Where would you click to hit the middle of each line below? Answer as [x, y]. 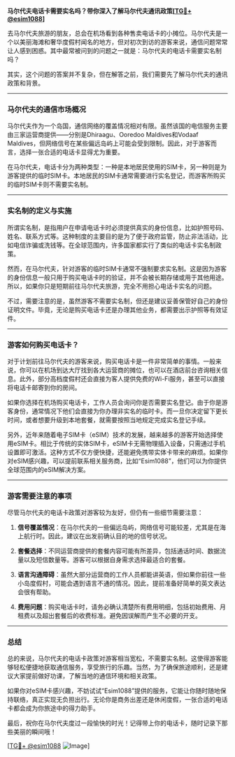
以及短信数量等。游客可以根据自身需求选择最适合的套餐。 [106, 560]
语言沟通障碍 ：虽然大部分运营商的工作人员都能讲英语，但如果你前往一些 [121, 575]
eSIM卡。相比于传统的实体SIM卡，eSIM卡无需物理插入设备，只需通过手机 [119, 443]
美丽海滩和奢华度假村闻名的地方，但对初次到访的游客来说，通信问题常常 [123, 42]
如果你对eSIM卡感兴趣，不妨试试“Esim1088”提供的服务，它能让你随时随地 [114, 691]
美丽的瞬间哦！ [35, 732]
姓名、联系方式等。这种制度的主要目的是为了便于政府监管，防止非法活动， [114, 236]
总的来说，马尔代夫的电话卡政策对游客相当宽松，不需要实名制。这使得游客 [114, 658]
